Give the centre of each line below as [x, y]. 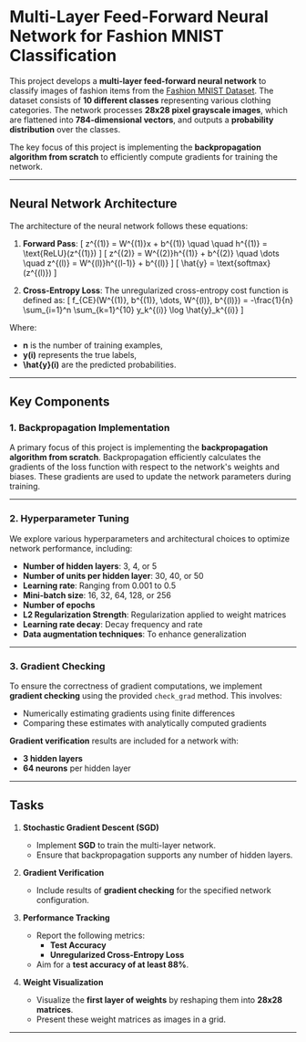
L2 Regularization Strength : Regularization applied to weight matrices [154, 615]
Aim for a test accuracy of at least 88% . [112, 964]
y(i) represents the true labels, [80, 354]
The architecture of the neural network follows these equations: [129, 226]
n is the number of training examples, [93, 345]
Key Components [60, 402]
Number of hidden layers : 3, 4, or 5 [90, 566]
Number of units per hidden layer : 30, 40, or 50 [113, 575]
